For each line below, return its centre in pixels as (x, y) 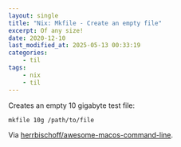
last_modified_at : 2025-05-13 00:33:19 (75, 46)
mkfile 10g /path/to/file (51, 120)
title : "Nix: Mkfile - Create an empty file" (85, 23)
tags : (17, 68)
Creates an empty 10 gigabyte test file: (72, 105)
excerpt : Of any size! (46, 30)
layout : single (33, 16)
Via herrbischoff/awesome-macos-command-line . (91, 135)
